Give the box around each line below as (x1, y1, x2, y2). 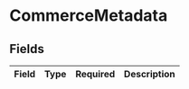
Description (123, 68, 176, 80)
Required (75, 68, 116, 80)
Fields (9, 41, 45, 57)
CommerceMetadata (9, 5, 168, 26)
